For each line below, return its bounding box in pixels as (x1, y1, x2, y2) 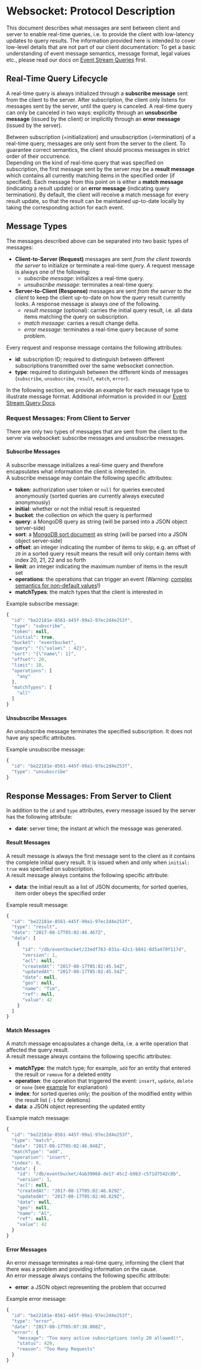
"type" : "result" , (11, 924, 58, 930)
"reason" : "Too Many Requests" (17, 1346, 96, 1352)
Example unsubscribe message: (6, 746, 85, 753)
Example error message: (6, 1295, 67, 1303)
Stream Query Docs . (6, 399, 57, 406)
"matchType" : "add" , (11, 1148, 63, 1154)
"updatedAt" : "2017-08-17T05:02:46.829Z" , (17, 1193, 125, 1200)
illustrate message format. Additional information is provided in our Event (6, 393, 187, 400)
